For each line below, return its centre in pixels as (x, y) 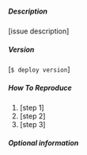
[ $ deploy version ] (39, 69)
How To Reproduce (40, 87)
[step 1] (32, 107)
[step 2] (32, 116)
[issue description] (39, 31)
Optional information (43, 142)
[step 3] (32, 124)
